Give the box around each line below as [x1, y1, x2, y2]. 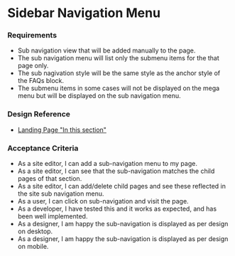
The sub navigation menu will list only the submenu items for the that [17, 54, 220, 62]
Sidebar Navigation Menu [7, 5, 161, 21]
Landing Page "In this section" [17, 126, 106, 134]
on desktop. [17, 227, 53, 235]
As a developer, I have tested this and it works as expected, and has [17, 204, 217, 213]
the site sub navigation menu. [17, 189, 104, 198]
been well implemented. [17, 212, 88, 221]
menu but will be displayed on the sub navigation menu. [17, 91, 181, 100]
